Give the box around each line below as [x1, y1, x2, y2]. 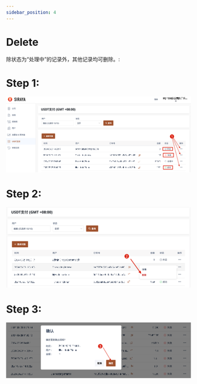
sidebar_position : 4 [6, 9, 57, 15]
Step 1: [6, 76, 40, 90]
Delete [6, 35, 39, 49]
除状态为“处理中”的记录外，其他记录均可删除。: [6, 56, 120, 63]
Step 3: [6, 303, 42, 316]
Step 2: [6, 188, 42, 201]
